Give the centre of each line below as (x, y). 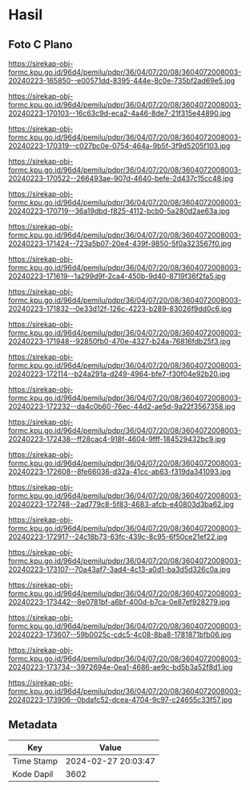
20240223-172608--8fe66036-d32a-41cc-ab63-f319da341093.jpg (119, 472)
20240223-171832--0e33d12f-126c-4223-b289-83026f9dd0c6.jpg (120, 309)
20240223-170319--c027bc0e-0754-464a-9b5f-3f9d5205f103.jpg (119, 146)
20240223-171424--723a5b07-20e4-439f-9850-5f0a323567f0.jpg (120, 243)
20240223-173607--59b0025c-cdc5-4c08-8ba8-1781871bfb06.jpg (120, 634)
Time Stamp (35, 761)
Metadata (33, 725)
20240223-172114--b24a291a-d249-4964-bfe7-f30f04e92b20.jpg (119, 374)
